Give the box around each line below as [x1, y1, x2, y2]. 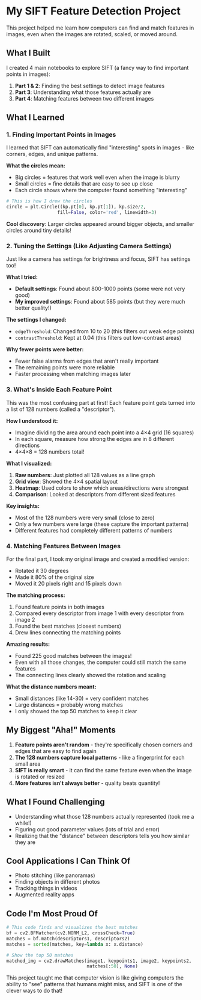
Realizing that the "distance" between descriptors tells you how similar [14, 832, 190, 839]
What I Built [6, 48, 50, 58]
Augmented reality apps [14, 891, 75, 898]
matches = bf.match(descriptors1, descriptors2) [6, 936, 130, 942]
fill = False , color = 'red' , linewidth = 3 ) [57, 210, 157, 216]
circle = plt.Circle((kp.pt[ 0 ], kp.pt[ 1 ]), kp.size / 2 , [6, 204, 146, 210]
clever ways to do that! [6, 987, 63, 995]
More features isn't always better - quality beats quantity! [14, 779, 160, 787]
